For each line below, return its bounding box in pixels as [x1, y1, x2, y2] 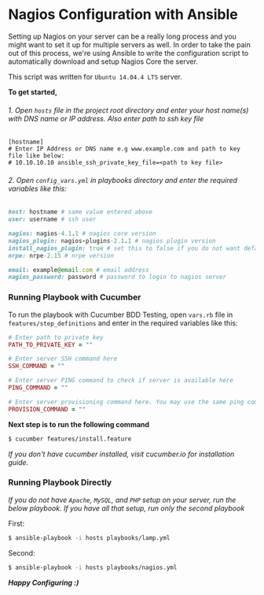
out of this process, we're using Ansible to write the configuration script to [8, 48, 249, 58]
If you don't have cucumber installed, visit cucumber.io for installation [8, 449, 235, 459]
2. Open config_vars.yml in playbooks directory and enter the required [8, 175, 238, 184]
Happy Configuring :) [8, 578, 79, 587]
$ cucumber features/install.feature [8, 435, 132, 443]
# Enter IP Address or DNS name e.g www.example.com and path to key [8, 145, 241, 153]
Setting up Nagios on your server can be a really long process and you [8, 32, 237, 41]
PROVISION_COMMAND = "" [8, 405, 86, 413]
